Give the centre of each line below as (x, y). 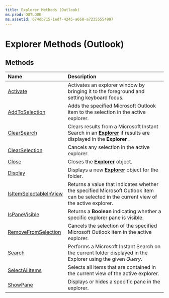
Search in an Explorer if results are (109, 133)
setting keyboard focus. (96, 97)
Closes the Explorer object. (100, 162)
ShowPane (21, 285)
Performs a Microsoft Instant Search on (114, 247)
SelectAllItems (25, 270)
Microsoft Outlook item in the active (110, 232)
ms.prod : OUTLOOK (23, 15)
